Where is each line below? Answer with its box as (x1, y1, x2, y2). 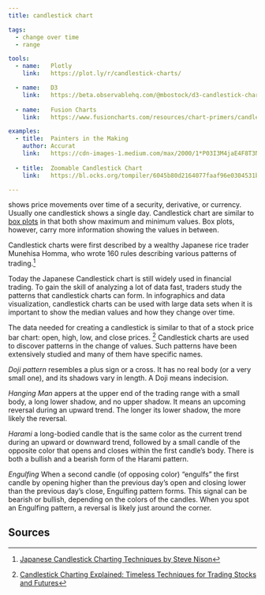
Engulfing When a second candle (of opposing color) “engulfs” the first (8, 469, 239, 479)
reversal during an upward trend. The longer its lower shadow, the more (8, 405, 241, 415)
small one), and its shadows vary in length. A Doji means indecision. (8, 373, 229, 382)
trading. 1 (8, 258, 36, 269)
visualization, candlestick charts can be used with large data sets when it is (8, 299, 253, 309)
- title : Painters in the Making (15, 135, 129, 143)
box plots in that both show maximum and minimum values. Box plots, (8, 217, 235, 226)
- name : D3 (15, 84, 58, 92)
